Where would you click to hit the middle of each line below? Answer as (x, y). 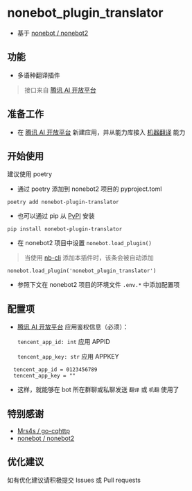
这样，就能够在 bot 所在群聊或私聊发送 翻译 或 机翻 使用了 (98, 390)
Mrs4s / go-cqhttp (44, 431)
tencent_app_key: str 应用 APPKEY (68, 357)
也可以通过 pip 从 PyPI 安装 (56, 216)
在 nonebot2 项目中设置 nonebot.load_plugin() (85, 243)
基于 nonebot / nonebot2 (53, 33)
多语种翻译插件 (38, 75)
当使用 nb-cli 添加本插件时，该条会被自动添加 (89, 258)
